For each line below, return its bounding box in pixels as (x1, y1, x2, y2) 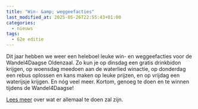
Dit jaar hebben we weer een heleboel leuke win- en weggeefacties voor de (6, 53, 192, 60)
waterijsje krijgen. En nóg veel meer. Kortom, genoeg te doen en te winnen (6, 78, 190, 85)
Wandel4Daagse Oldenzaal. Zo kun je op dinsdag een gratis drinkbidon (6, 59, 181, 66)
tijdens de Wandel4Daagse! (6, 85, 74, 91)
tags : (6, 31, 20, 37)
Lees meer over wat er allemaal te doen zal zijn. (6, 96, 123, 103)
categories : (6, 20, 36, 26)
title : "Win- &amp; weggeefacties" (6, 8, 95, 15)
